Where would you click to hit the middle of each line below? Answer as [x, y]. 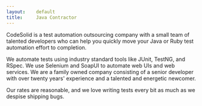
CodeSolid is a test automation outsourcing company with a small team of [98, 34]
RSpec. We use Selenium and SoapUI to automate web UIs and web [91, 65]
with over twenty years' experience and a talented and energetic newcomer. [101, 78]
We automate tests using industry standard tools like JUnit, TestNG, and [96, 59]
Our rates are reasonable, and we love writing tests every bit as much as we [101, 90]
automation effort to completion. [46, 47]
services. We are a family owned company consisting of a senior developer [100, 72]
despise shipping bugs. [35, 96]
